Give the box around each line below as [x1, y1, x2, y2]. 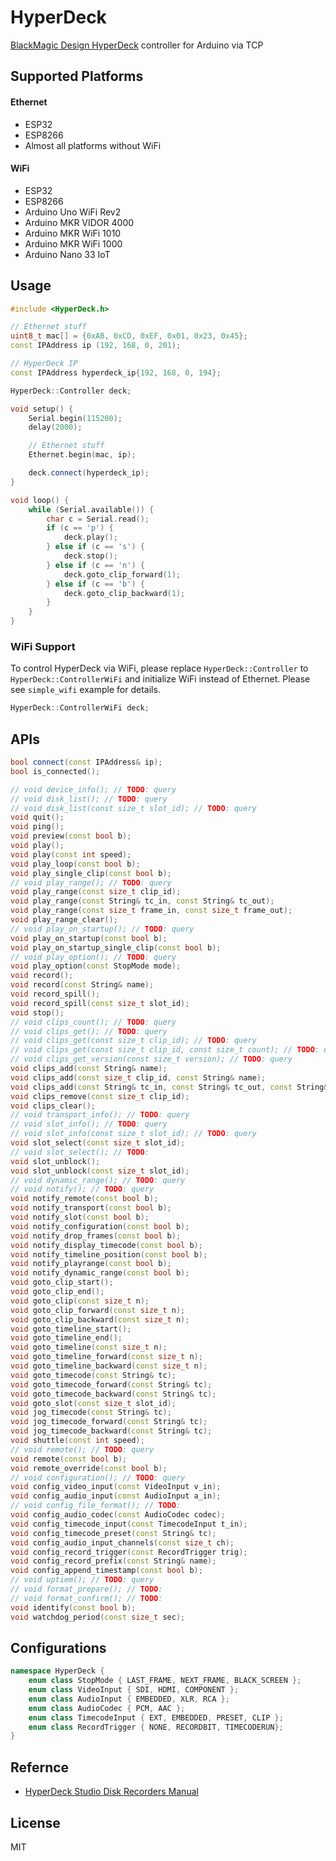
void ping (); [10, 822, 65, 832]
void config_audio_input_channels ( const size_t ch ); [10, 1537, 235, 1548]
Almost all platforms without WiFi [24, 139, 162, 151]
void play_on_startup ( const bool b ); [10, 933, 168, 943]
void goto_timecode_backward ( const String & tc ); [10, 1389, 217, 1399]
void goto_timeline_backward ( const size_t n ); [10, 1361, 208, 1371]
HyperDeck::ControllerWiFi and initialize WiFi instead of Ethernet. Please [10, 673, 311, 685]
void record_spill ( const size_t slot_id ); [10, 998, 190, 1008]
